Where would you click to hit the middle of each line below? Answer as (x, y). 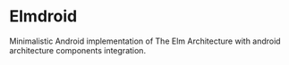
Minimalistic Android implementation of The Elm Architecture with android (145, 41)
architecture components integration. (77, 50)
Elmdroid (43, 16)
